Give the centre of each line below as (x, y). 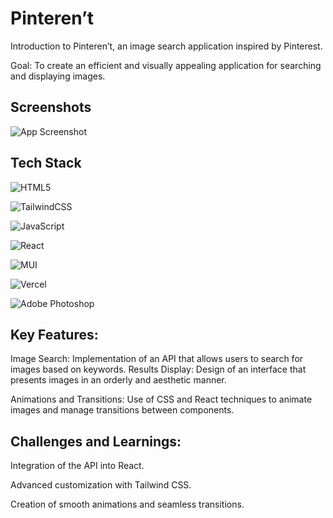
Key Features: (54, 334)
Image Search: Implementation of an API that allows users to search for (157, 359)
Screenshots (51, 107)
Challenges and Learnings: (96, 441)
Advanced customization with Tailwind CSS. (101, 485)
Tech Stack (46, 163)
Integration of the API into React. (77, 466)
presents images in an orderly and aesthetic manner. (118, 380)
